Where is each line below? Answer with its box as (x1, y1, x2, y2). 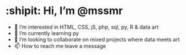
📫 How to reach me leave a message (14, 42, 106, 49)
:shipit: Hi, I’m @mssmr (5, 4, 123, 18)
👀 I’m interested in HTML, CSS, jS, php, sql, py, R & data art (14, 23, 159, 30)
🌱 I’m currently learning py (14, 29, 79, 36)
